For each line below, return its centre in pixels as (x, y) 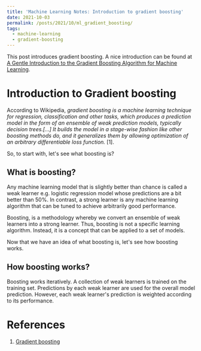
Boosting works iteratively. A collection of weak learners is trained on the (97, 282)
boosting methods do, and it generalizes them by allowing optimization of (98, 135)
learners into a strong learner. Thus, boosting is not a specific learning (93, 224)
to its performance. (31, 301)
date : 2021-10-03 (28, 17)
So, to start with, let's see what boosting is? (60, 153)
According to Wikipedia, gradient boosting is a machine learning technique (99, 110)
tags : (13, 28)
